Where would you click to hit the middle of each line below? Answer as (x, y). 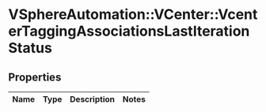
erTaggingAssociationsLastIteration (129, 31)
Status (30, 48)
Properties (35, 77)
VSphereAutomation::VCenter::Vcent (133, 15)
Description (92, 99)
